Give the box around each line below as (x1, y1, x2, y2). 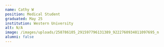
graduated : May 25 (5, 16, 43, 21)
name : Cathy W (5, 7, 34, 12)
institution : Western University (5, 21, 74, 26)
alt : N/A (5, 25, 23, 30)
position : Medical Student (5, 12, 60, 17)
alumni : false (5, 35, 34, 40)
